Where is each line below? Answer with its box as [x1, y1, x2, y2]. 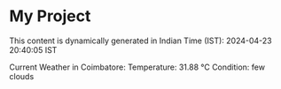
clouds [9, 70, 35, 81]
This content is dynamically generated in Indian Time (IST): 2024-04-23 [9, 35, 272, 46]
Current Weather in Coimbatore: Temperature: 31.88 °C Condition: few [9, 62, 266, 72]
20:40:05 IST [9, 44, 58, 55]
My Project [9, 6, 91, 26]
